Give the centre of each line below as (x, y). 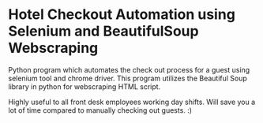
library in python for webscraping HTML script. (85, 86)
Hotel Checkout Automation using (122, 15)
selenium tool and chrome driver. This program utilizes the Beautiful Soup (128, 78)
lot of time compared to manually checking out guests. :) (100, 110)
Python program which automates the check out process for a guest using (129, 69)
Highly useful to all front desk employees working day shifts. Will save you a (132, 102)
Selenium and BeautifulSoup (103, 31)
